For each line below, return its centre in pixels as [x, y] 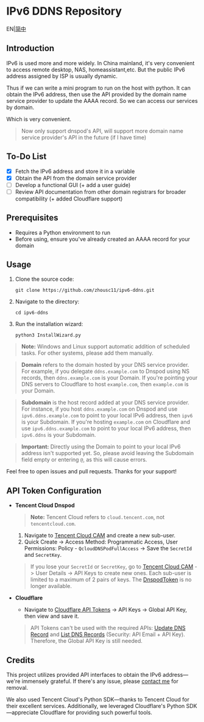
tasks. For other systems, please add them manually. [87, 353]
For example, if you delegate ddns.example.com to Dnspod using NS [105, 371]
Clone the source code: [44, 279]
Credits [21, 660]
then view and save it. [51, 616]
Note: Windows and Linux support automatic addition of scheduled [105, 347]
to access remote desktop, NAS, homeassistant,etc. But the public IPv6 [96, 69]
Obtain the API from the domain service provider [76, 178]
